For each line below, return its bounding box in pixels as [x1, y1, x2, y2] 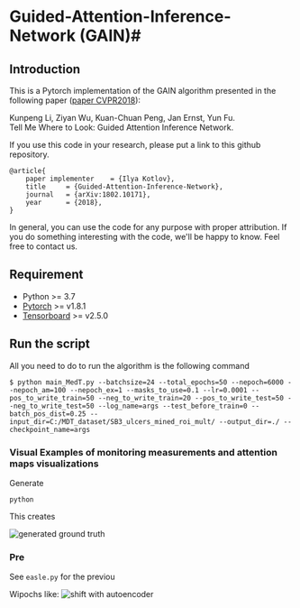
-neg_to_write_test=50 [9, 401, 95, 410]
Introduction [9, 61, 81, 77]
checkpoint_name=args [9, 425, 91, 434]
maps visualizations [9, 457, 99, 470]
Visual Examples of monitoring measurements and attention [9, 446, 277, 458]
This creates [9, 511, 56, 521]
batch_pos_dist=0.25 [9, 409, 87, 419]
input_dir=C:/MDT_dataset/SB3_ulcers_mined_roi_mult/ [9, 417, 216, 426]
